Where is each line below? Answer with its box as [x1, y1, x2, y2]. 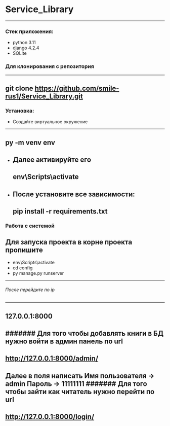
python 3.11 [12, 40, 36, 46]
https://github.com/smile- [34, 84, 119, 92]
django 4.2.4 [12, 45, 39, 51]
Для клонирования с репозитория [5, 63, 95, 70]
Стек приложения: [5, 28, 54, 35]
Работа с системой [5, 222, 55, 229]
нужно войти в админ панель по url [5, 337, 123, 345]
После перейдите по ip [5, 287, 55, 293]
